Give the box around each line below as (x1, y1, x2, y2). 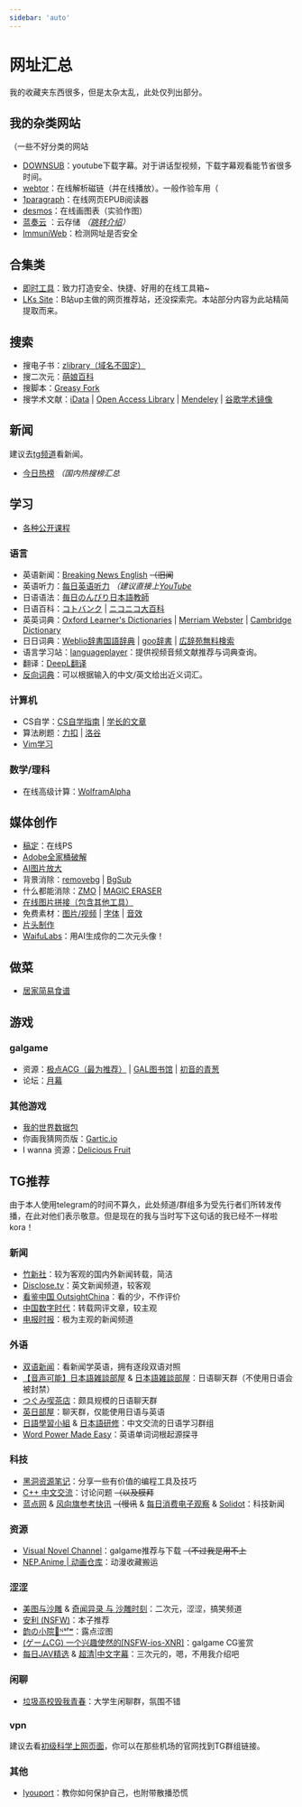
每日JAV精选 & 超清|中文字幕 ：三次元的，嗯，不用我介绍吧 (22, 1649, 240, 1660)
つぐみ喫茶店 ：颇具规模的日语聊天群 (22, 1394, 158, 1405)
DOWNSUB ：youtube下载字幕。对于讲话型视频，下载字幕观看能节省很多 (22, 160, 293, 172)
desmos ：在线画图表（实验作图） (22, 205, 147, 217)
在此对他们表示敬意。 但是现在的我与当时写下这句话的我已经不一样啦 (24, 1210, 278, 1221)
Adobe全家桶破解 (22, 852, 87, 862)
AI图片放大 (22, 863, 63, 874)
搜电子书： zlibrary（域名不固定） (22, 360, 146, 370)
